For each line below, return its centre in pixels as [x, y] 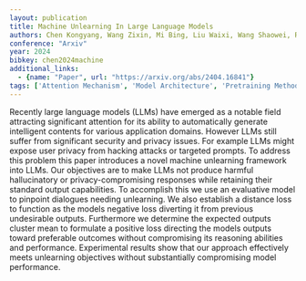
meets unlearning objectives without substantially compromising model [143, 257]
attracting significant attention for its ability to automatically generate [139, 121]
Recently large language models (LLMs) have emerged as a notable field [145, 111]
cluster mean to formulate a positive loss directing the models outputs [140, 228]
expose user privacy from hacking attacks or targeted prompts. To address [150, 151]
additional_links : [44, 69]
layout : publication [49, 18]
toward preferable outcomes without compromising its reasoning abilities [147, 237]
